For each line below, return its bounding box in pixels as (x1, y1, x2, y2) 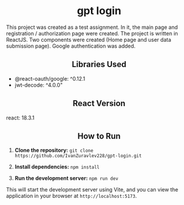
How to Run (77, 131, 121, 141)
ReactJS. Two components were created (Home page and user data (6, 36, 172, 43)
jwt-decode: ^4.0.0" (14, 81, 63, 88)
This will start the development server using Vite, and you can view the (6, 186, 179, 193)
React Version (73, 98, 126, 108)
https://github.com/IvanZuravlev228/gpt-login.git (14, 153, 142, 159)
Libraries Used (71, 59, 127, 70)
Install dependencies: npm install (14, 163, 100, 170)
